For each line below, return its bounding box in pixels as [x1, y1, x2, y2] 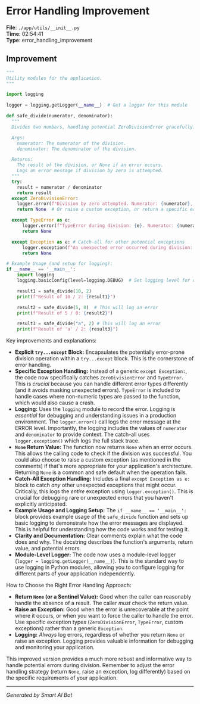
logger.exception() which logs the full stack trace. [14, 437, 140, 444]
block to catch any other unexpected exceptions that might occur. [14, 481, 177, 489]
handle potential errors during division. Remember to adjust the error [6, 662, 174, 669]
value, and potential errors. [14, 545, 82, 552]
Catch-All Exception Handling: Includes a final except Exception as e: [14, 475, 190, 482]
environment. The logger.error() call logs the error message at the [14, 418, 181, 425]
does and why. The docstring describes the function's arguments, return [14, 538, 193, 546]
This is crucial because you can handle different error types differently [14, 380, 189, 388]
